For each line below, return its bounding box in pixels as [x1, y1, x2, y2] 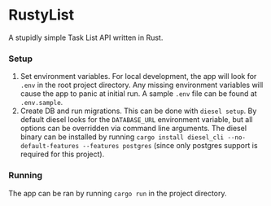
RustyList [8, 6, 75, 24]
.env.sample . [20, 98, 63, 107]
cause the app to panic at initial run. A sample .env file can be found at [20, 89, 258, 99]
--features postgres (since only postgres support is [82, 141, 258, 151]
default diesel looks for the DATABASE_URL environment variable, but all [20, 115, 253, 125]
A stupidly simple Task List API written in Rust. [8, 33, 164, 42]
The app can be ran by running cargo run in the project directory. [8, 188, 227, 198]
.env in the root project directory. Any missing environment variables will [20, 80, 264, 90]
